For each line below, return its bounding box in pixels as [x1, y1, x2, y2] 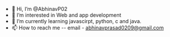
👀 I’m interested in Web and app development [11, 12, 122, 18]
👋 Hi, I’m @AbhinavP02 [11, 6, 68, 12]
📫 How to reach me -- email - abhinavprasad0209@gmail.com [11, 24, 164, 31]
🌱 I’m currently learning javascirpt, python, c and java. [11, 18, 142, 24]
